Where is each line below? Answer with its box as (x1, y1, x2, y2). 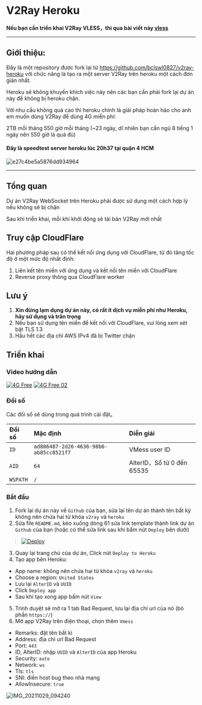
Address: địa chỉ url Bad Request (14, 635, 96, 642)
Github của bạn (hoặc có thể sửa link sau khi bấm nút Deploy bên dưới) (14, 525, 190, 533)
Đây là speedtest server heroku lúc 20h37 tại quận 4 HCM (6, 145, 155, 152)
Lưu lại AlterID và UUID (14, 580, 72, 587)
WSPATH (9, 477, 28, 483)
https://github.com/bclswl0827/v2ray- (99, 64, 194, 71)
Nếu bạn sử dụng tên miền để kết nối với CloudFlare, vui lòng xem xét (14, 319, 188, 327)
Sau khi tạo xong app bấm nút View (14, 593, 102, 600)
